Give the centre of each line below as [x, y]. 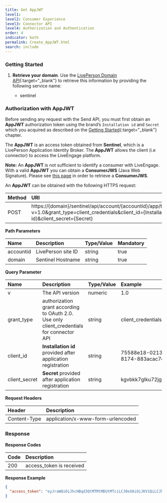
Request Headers [24, 398]
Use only [52, 320]
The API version [61, 293]
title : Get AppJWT [24, 10]
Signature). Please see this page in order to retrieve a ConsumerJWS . [77, 176]
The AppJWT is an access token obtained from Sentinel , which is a [75, 145]
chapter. [14, 135]
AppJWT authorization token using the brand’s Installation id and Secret [82, 125]
